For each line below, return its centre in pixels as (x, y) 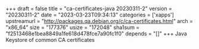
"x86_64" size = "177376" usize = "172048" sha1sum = (73, 27)
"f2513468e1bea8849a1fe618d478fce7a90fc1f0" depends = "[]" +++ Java (96, 34)
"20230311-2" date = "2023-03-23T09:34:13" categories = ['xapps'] (90, 15)
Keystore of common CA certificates (50, 40)
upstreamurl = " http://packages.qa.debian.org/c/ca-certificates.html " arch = (99, 21)
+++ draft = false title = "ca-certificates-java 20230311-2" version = (89, 9)
